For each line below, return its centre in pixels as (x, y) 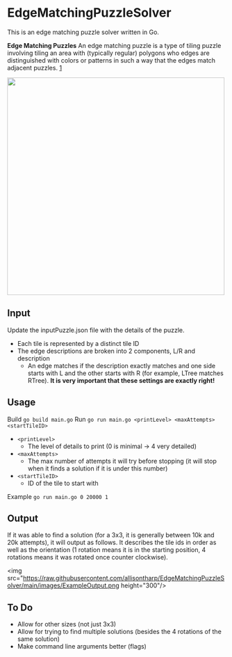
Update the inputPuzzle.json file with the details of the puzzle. (96, 330)
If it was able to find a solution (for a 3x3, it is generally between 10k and (111, 535)
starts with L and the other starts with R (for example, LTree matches (125, 373)
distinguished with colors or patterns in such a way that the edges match (111, 60)
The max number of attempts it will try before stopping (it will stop (122, 461)
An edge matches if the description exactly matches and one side (122, 365)
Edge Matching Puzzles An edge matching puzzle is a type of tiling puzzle (114, 45)
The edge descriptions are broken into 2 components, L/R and (106, 351)
